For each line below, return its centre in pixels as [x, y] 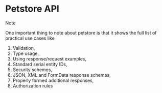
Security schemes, [32, 70]
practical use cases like [30, 38]
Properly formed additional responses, [53, 80]
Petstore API [32, 9]
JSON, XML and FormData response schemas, [62, 75]
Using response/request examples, [50, 58]
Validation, [24, 48]
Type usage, [26, 53]
